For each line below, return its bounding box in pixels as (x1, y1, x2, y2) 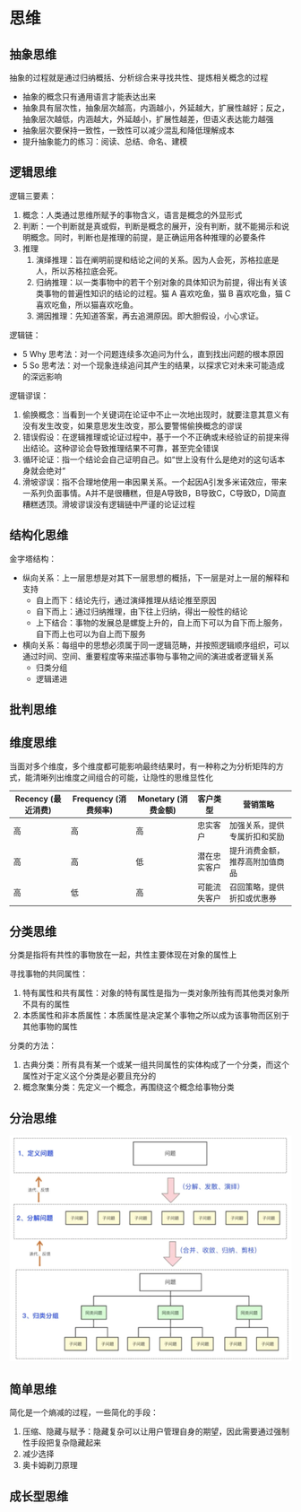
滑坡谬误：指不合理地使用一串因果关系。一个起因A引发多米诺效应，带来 (21, 476, 288, 487)
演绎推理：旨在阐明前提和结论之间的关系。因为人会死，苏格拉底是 (35, 254, 279, 265)
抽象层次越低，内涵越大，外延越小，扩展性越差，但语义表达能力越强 (21, 114, 274, 124)
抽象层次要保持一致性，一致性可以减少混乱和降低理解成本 (21, 125, 235, 135)
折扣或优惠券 (228, 893, 277, 904)
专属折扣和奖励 (228, 831, 285, 842)
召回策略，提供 (228, 881, 285, 893)
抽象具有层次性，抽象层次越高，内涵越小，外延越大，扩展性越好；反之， (21, 102, 289, 113)
